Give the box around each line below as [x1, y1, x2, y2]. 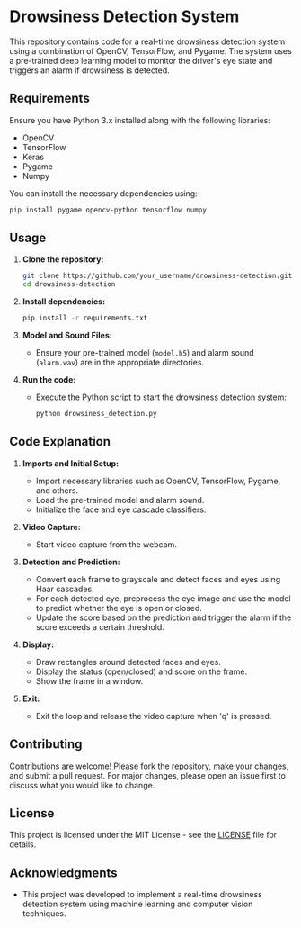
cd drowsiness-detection [22, 280, 116, 289]
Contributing [9, 736, 83, 752]
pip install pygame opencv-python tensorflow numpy [9, 205, 207, 214]
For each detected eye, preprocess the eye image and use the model [35, 592, 291, 604]
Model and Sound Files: [22, 330, 112, 341]
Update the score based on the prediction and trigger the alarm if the [35, 612, 292, 623]
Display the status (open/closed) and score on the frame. [35, 666, 248, 677]
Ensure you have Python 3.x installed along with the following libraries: [9, 114, 271, 125]
